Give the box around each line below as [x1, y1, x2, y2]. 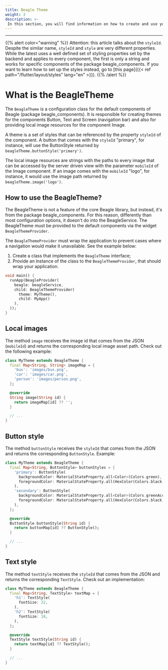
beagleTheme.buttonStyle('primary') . [5, 148, 83, 154]
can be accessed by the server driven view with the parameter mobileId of [5, 163, 159, 169]
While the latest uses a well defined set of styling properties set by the [5, 51, 150, 57]
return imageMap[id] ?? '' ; [14, 399, 72, 405]
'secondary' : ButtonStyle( [14, 488, 70, 493]
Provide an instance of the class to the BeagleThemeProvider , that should [12, 258, 161, 264]
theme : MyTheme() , [18, 292, 57, 297]
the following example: [5, 348, 52, 354]
